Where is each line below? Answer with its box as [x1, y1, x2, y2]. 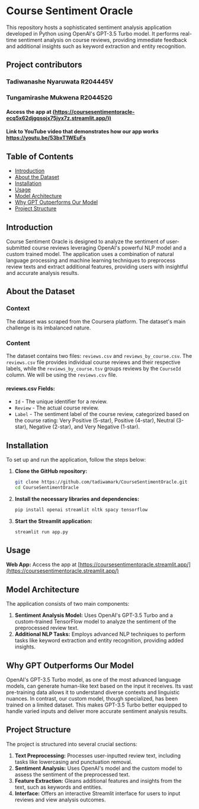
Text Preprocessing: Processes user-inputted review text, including [14, 752, 181, 759]
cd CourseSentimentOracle [14, 484, 79, 490]
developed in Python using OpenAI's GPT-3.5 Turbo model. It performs [6, 30, 179, 37]
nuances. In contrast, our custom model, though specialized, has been [6, 695, 178, 702]
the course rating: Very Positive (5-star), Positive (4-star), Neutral [14, 417, 175, 424]
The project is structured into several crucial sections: [6, 740, 137, 747]
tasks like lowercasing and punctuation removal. [14, 758, 133, 765]
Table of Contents [6, 151, 74, 161]
